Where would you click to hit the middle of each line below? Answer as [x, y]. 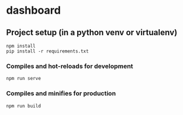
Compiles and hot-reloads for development [70, 66]
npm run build [24, 106]
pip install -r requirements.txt [48, 51]
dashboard [34, 10]
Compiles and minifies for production [61, 94]
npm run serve [24, 79]
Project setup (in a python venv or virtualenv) [92, 32]
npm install [21, 46]
